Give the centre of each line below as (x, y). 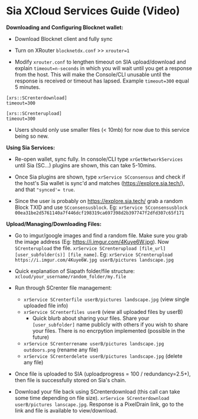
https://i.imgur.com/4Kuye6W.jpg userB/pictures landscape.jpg (94, 260)
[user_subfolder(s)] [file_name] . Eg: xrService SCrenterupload (94, 254)
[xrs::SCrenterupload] (34, 113)
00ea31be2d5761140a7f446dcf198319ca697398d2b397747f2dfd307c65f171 (99, 213)
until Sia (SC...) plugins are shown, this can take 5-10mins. (85, 165)
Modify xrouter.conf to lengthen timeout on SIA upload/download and (100, 62)
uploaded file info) (46, 305)
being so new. (32, 136)
